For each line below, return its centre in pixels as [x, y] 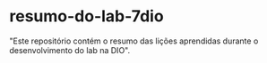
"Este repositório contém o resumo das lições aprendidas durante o [134, 41]
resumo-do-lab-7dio [86, 16]
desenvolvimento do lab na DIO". [70, 50]
